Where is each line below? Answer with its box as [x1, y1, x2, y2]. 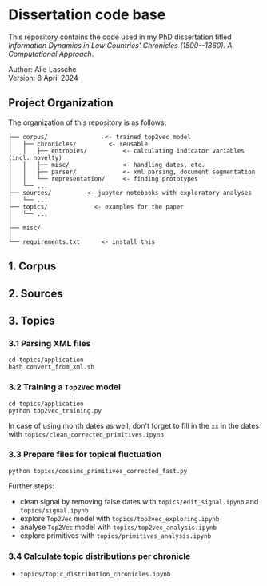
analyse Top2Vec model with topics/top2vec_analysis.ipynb [19, 522, 217, 532]
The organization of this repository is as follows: [8, 118, 167, 127]
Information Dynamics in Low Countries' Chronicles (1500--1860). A [8, 40, 233, 50]
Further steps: [8, 481, 54, 491]
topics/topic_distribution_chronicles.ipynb [19, 570, 171, 579]
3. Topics [8, 313, 55, 327]
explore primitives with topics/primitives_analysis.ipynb [19, 530, 212, 540]
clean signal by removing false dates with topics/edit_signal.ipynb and [19, 496, 259, 506]
